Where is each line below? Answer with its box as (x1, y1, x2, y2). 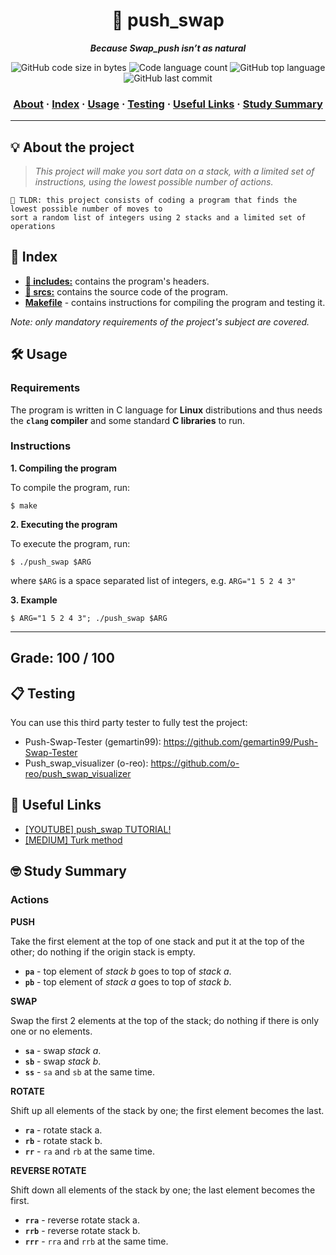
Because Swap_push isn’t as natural (89, 42, 247, 54)
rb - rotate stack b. (24, 1134, 103, 1146)
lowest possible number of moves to (10, 204, 163, 214)
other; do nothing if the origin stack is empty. (10, 945, 196, 958)
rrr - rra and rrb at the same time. (24, 1235, 169, 1247)
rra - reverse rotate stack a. (24, 1214, 140, 1226)
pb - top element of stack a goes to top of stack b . (24, 975, 232, 988)
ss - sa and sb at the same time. (24, 1065, 156, 1078)
